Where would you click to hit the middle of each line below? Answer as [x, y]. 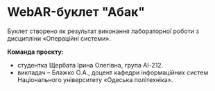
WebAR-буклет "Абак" [76, 12]
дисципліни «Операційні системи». [59, 38]
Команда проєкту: [35, 52]
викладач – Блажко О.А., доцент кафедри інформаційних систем [113, 72]
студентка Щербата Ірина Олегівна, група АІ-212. [90, 65]
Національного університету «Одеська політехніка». [95, 79]
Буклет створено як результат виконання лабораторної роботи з [103, 31]
